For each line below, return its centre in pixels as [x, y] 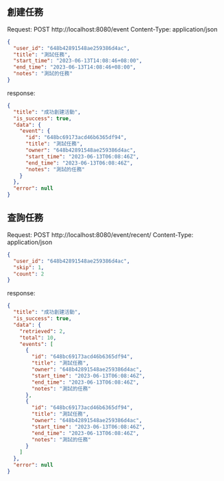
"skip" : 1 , [29, 267]
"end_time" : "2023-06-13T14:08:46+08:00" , [75, 67]
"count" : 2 [29, 274]
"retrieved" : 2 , [43, 331]
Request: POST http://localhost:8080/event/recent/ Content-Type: [100, 234]
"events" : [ [36, 344]
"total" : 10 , [38, 338]
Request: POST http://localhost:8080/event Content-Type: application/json [112, 29]
